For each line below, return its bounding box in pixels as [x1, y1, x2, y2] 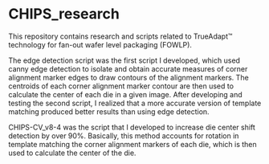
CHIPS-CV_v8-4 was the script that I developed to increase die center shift [8, 122, 255, 132]
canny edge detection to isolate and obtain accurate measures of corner [8, 64, 248, 73]
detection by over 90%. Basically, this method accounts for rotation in [8, 130, 239, 141]
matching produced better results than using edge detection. [8, 106, 210, 117]
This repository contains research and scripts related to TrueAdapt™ [8, 31, 233, 41]
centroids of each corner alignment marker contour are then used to [8, 81, 234, 91]
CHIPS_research [8, 5, 120, 23]
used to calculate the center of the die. [8, 148, 137, 158]
